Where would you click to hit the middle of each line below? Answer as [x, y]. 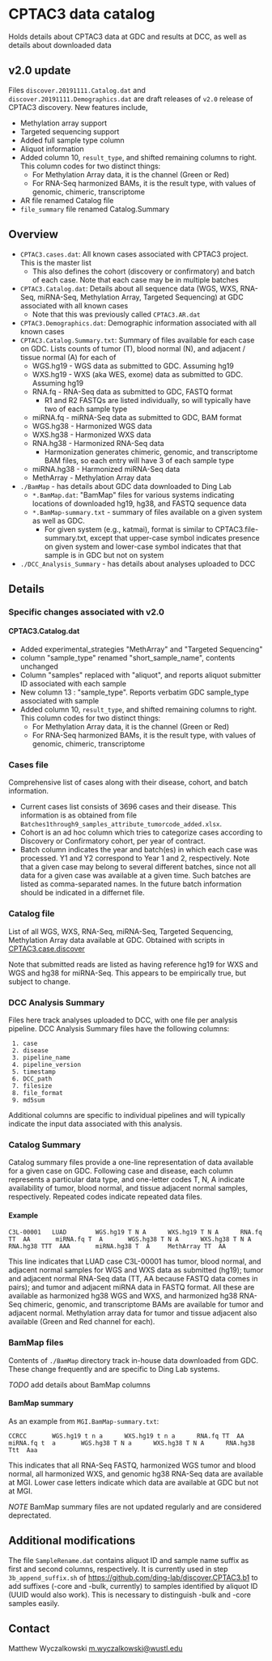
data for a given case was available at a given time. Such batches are [135, 876]
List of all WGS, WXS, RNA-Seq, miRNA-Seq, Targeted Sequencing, [121, 931]
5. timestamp [34, 1072]
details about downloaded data [60, 45]
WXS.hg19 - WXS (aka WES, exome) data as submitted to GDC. [138, 374]
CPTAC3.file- [237, 529]
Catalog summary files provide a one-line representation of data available [131, 1162]
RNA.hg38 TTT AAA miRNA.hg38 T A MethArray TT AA [117, 1247]
